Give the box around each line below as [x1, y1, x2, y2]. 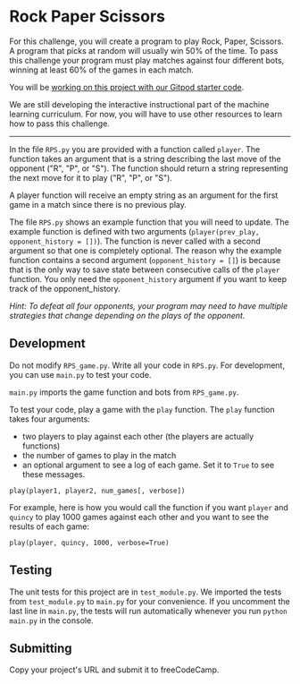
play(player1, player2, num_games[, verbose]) [9, 486, 186, 495]
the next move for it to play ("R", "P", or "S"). [9, 172, 172, 183]
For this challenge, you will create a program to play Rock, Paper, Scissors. [9, 36, 284, 47]
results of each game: [9, 521, 90, 532]
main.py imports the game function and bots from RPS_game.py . [9, 387, 239, 398]
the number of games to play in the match [21, 449, 177, 460]
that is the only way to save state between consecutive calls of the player [9, 264, 280, 275]
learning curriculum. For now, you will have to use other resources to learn [9, 108, 283, 119]
